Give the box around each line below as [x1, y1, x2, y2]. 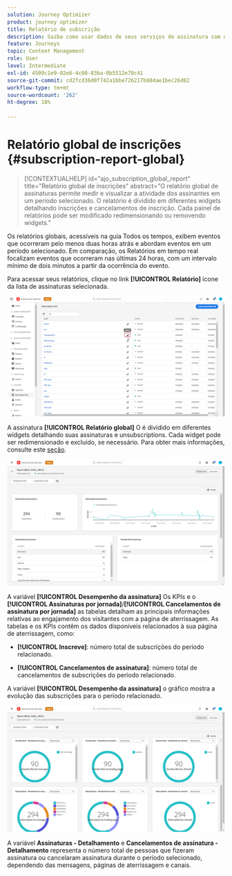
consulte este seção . [7, 445, 67, 454]
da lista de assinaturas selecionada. [7, 282, 109, 290]
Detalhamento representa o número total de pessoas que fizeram [7, 846, 195, 855]
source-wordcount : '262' [7, 91, 79, 98]
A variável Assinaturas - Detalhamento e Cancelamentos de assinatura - [7, 839, 219, 848]
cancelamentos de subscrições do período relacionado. [17, 670, 176, 679]
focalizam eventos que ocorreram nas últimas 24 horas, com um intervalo [7, 253, 217, 262]
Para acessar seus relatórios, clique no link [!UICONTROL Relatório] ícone [7, 274, 219, 283]
